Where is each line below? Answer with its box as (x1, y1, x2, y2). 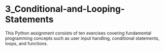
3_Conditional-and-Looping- (5, 3, 125, 15)
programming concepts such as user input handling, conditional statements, (5, 35, 160, 41)
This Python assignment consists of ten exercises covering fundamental (5, 30, 152, 36)
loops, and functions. (5, 40, 48, 46)
